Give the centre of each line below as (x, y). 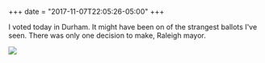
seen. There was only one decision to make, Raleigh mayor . (107, 35)
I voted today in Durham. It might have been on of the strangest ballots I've (133, 27)
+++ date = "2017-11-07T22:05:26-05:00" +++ (86, 12)
